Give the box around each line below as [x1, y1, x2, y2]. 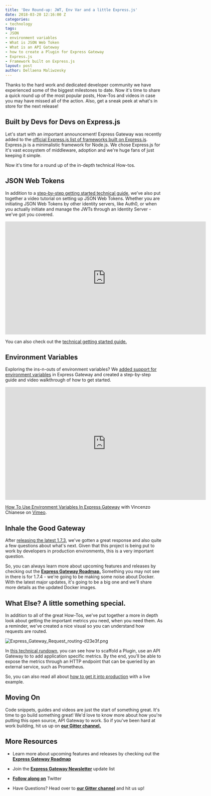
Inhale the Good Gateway [5, 524, 86, 532]
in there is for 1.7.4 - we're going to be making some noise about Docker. [5, 574, 155, 580]
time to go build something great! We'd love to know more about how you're [5, 712, 162, 718]
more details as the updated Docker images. [5, 585, 97, 591]
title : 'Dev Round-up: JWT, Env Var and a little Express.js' [5, 7, 138, 13]
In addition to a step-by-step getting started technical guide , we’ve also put [5, 190, 161, 196]
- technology [5, 21, 33, 27]
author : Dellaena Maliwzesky [5, 68, 66, 73]
